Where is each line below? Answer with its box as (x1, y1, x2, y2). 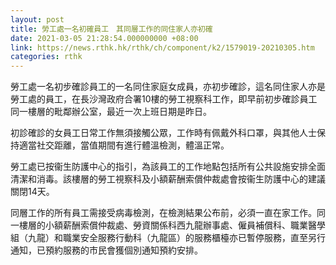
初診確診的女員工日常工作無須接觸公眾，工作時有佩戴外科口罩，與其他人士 (10, 127, 317, 139)
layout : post (10, 14, 65, 25)
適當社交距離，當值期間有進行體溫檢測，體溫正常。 (18, 139, 230, 151)
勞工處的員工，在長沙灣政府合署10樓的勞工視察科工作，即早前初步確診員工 (10, 93, 318, 105)
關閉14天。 (10, 186, 55, 198)
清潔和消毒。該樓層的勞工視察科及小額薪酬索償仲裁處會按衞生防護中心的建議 (10, 173, 326, 185)
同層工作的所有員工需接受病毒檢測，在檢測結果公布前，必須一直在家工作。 (10, 207, 317, 219)
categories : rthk (10, 52, 83, 62)
